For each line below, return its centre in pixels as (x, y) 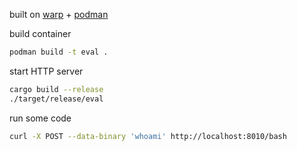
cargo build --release (56, 89)
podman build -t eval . (59, 52)
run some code (40, 118)
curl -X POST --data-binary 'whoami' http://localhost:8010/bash (148, 136)
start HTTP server (46, 71)
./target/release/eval (56, 99)
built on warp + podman (59, 14)
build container (40, 33)
